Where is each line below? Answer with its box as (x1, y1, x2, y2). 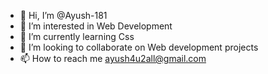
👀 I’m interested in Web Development (19, 20, 173, 32)
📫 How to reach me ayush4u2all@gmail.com (19, 53, 207, 64)
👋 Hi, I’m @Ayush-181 (19, 10, 108, 21)
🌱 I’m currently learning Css (19, 31, 135, 42)
